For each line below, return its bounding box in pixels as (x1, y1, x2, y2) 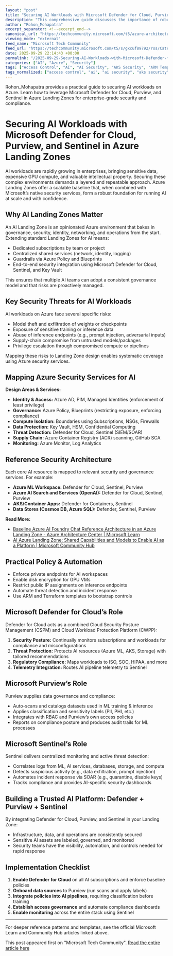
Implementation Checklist (5, 863, 90, 872)
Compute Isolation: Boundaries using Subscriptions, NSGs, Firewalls (12, 418, 160, 424)
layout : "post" (5, 7, 38, 13)
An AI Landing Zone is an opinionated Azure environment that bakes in (5, 224, 155, 230)
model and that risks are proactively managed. (5, 282, 104, 288)
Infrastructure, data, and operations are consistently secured (12, 831, 142, 838)
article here (5, 945, 30, 951)
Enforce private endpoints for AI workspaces (12, 571, 108, 577)
